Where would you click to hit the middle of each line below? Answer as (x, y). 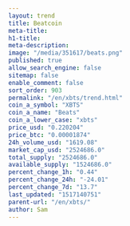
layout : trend (32, 16)
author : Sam (28, 209)
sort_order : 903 (35, 90)
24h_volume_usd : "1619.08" (53, 142)
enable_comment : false (46, 83)
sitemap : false (33, 75)
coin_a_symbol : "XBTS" (46, 105)
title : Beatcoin (35, 23)
